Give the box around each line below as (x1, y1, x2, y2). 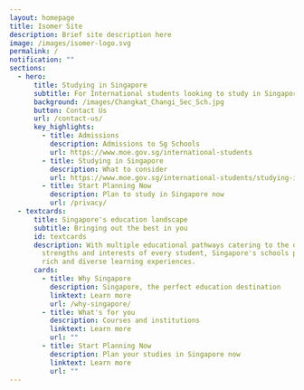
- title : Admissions (42, 131, 119, 140)
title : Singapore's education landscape (33, 214, 188, 224)
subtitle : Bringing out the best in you (33, 224, 188, 233)
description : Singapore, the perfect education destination (49, 282, 281, 291)
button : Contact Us (33, 106, 107, 115)
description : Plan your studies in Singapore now (49, 349, 242, 358)
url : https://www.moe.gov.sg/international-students (49, 147, 253, 157)
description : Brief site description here (9, 30, 172, 39)
